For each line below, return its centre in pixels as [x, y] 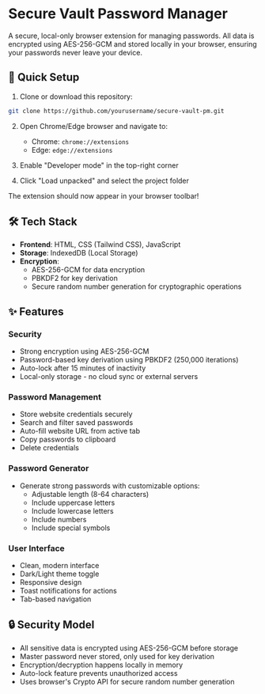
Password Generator [49, 468]
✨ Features [36, 311]
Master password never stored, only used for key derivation [117, 656]
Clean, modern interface [59, 566]
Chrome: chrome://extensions [80, 141]
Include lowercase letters [72, 510]
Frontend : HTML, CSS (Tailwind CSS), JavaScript [100, 245]
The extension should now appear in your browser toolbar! [104, 195]
